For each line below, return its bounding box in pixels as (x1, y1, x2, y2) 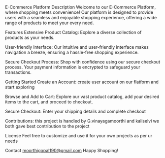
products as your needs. (5, 34, 55, 40)
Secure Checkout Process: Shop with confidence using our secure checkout (5, 59, 160, 64)
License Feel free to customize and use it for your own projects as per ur (5, 133, 153, 138)
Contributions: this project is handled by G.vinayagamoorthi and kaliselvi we (5, 118, 159, 124)
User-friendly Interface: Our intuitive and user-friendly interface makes (5, 44, 149, 50)
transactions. (5, 69, 32, 75)
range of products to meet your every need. (5, 20, 94, 26)
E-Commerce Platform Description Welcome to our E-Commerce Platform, (5, 4, 156, 10)
